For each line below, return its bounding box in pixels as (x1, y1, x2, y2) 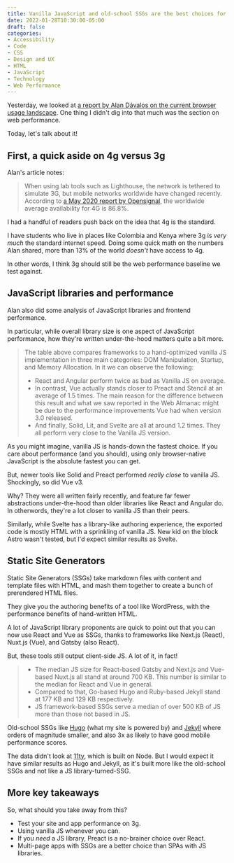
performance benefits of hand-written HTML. (7, 610, 138, 618)
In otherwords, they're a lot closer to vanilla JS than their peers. (7, 506, 190, 514)
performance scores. (7, 738, 68, 746)
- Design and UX (7, 56, 54, 63)
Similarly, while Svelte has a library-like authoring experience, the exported (7, 519, 223, 528)
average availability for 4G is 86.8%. (24, 204, 129, 213)
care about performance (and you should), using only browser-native (7, 449, 207, 458)
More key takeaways (7, 787, 100, 799)
